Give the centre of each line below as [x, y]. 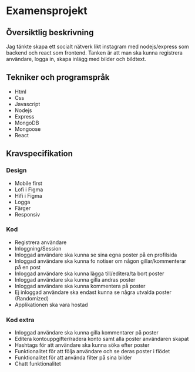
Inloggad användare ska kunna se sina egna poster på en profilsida [96, 255]
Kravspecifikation [40, 154]
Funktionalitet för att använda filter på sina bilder [73, 358]
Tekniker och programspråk [58, 77]
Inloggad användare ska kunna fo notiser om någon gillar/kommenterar [100, 261]
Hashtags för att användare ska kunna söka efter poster [82, 345]
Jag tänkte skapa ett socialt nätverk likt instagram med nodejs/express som [97, 46]
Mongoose [28, 129]
